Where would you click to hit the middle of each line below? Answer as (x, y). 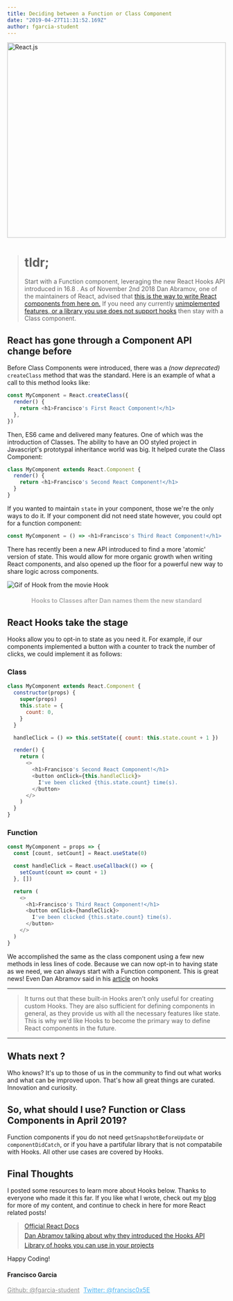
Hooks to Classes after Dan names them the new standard (116, 601)
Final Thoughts (41, 1174)
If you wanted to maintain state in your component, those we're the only (111, 508)
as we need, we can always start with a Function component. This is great (113, 971)
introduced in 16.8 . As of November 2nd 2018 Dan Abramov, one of (121, 289)
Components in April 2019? (67, 1120)
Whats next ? (36, 1056)
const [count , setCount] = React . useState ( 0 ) (80, 854)
